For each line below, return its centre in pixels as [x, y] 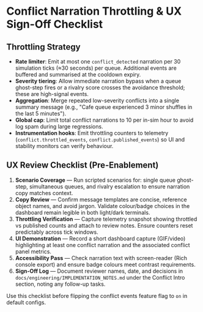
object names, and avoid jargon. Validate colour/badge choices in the [102, 206]
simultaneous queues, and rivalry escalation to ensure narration [110, 186]
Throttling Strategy [43, 47]
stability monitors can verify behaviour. [64, 146]
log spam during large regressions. [59, 126]
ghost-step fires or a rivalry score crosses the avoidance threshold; [100, 87]
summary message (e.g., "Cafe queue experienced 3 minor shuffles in [104, 107]
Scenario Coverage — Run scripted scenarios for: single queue [95, 180]
